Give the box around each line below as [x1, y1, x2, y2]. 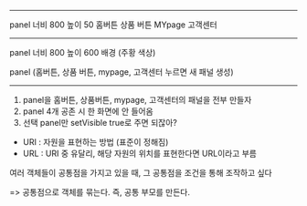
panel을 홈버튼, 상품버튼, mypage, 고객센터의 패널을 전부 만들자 [22, 95, 252, 105]
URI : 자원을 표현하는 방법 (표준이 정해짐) [22, 137, 169, 147]
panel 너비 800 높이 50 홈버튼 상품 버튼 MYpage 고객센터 [9, 19, 217, 30]
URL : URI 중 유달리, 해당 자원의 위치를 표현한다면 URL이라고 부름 [22, 148, 258, 159]
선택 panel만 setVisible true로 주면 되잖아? [22, 118, 178, 128]
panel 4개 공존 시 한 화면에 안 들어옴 [22, 106, 153, 117]
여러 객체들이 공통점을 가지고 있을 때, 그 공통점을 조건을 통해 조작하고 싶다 [9, 168, 272, 178]
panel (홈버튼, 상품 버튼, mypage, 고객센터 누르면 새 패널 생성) [9, 67, 235, 77]
